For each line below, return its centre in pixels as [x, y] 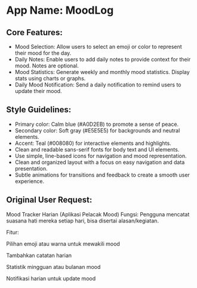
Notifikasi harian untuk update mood [51, 278]
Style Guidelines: [39, 110]
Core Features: [34, 32]
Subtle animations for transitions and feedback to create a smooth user [102, 175]
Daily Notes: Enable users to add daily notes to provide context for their [103, 59]
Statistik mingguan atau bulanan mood [53, 267]
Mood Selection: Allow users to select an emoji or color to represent [98, 47]
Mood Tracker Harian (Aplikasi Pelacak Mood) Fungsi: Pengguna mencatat [98, 214]
